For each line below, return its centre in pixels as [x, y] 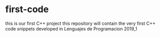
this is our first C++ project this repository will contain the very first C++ [81, 23]
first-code [27, 9]
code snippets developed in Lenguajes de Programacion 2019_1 [71, 28]
